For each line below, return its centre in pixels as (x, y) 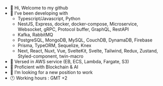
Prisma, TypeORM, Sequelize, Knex (54, 45)
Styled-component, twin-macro (50, 56)
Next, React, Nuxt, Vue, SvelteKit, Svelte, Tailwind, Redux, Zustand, (88, 51)
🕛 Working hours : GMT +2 (38, 78)
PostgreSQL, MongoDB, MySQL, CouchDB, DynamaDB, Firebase (85, 40)
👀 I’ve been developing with (39, 13)
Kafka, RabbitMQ (35, 35)
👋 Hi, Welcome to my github (39, 8)
